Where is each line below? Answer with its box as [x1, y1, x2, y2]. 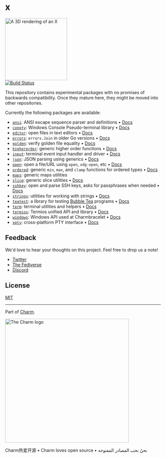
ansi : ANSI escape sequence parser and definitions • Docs [12, 119, 133, 125]
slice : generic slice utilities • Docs [12, 177, 83, 183]
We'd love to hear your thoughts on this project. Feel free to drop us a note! [5, 247, 158, 253]
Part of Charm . [5, 309, 36, 315]
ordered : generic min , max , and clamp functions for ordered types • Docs [12, 167, 158, 172]
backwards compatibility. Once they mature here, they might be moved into [5, 95, 159, 101]
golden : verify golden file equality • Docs [12, 140, 95, 146]
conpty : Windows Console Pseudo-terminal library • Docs [12, 124, 130, 130]
